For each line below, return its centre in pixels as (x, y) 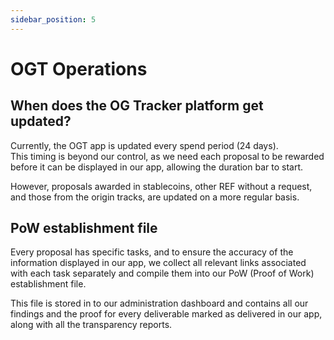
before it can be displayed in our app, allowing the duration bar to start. (157, 167)
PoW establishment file (84, 228)
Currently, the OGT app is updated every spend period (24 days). (144, 145)
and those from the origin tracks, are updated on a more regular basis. (155, 197)
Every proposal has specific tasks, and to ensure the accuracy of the (152, 252)
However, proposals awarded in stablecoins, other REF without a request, (161, 186)
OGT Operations (79, 68)
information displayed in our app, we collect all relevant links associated (158, 263)
